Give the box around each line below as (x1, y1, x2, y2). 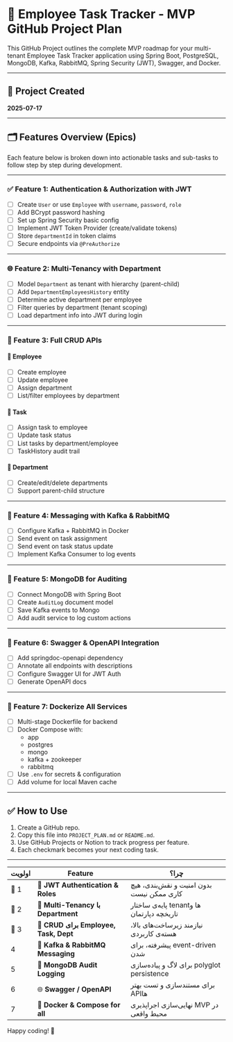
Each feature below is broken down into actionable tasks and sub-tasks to (7, 153, 218, 162)
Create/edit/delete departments (17, 479, 108, 487)
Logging (37, 969, 65, 978)
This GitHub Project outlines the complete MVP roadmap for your (7, 44, 193, 52)
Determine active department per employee (17, 295, 142, 304)
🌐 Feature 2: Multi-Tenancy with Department (7, 264, 162, 274)
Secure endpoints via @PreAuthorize (17, 240, 120, 248)
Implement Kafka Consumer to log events (17, 550, 137, 559)
